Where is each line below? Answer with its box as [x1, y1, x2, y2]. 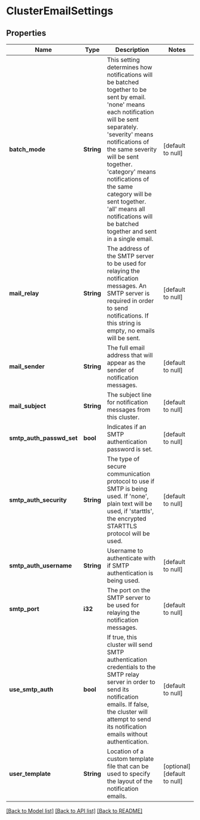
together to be [107, 85, 147, 94]
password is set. [107, 445, 153, 453]
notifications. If [107, 312, 149, 320]
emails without [107, 730, 148, 738]
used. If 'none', [107, 492, 149, 500]
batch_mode [9, 145, 46, 153]
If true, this [107, 633, 137, 641]
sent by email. [107, 93, 146, 101]
